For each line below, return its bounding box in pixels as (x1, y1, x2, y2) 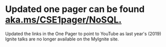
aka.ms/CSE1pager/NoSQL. (5, 14, 122, 25)
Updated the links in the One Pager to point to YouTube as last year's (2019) (5, 30, 161, 36)
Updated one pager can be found (5, 3, 145, 15)
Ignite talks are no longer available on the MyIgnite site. (5, 36, 119, 42)
